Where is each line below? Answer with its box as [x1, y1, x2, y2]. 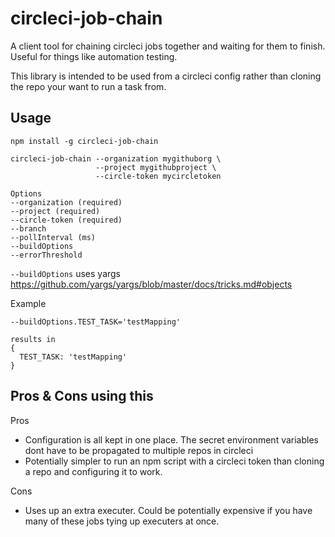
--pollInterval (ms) [10, 232, 97, 242]
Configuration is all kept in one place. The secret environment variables [24, 433, 319, 446]
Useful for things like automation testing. [10, 50, 178, 62]
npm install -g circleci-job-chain [10, 136, 159, 146]
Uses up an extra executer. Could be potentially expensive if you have [24, 504, 313, 516]
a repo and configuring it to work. [24, 465, 163, 477]
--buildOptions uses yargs [10, 267, 122, 279]
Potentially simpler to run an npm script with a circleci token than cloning [24, 455, 325, 467]
